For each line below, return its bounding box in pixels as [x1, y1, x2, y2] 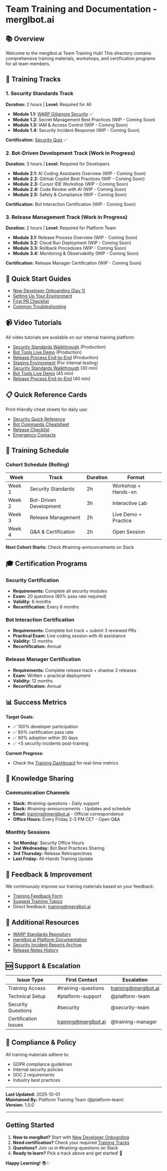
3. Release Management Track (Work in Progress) [5, 213, 128, 220]
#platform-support [57, 992, 102, 999]
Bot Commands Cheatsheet [12, 421, 69, 427]
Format [127, 474, 145, 481]
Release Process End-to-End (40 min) [12, 376, 91, 382]
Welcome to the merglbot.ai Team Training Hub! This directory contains [5, 50, 152, 56]
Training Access [8, 984, 46, 991]
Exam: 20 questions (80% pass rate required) [12, 593, 107, 599]
